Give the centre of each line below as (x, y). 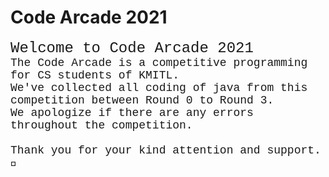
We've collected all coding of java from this (159, 88)
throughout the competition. (101, 125)
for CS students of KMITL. (95, 75)
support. (294, 150)
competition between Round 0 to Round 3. (142, 100)
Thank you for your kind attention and (135, 150)
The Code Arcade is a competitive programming (159, 63)
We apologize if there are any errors (132, 113)
